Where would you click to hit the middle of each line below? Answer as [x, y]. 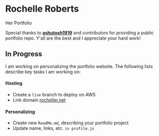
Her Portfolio [19, 23]
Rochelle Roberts [42, 9]
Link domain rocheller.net [39, 100]
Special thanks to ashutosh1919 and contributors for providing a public [80, 32]
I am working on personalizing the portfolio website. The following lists [79, 66]
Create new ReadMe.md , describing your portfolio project [71, 123]
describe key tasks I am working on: [43, 72]
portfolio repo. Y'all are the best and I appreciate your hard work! [73, 38]
